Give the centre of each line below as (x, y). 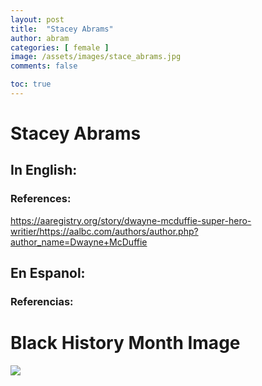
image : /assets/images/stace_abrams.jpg (96, 57)
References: (41, 199)
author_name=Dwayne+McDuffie (79, 242)
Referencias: (42, 302)
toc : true (31, 84)
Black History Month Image (125, 343)
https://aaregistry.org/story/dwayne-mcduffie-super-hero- (131, 220)
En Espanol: (48, 273)
